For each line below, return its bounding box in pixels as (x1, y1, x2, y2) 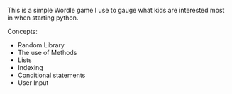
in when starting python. (7, 13, 79, 22)
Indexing (17, 64, 44, 71)
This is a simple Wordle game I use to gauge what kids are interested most (7, 6, 225, 14)
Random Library (17, 41, 65, 49)
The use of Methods (17, 49, 77, 57)
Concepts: (7, 28, 38, 35)
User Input (17, 78, 49, 87)
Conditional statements (17, 71, 86, 79)
